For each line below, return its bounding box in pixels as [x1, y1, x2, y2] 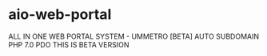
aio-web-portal [8, 6, 112, 24]
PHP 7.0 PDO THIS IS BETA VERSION [8, 39, 130, 49]
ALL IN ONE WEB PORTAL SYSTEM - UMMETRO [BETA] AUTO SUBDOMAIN [8, 32, 260, 41]
